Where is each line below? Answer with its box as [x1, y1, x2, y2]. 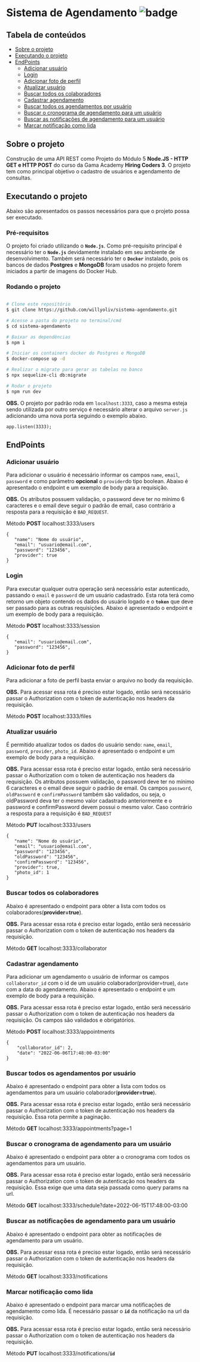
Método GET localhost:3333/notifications [6, 1272, 108, 1279]
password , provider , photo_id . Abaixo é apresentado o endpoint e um [6, 747, 175, 755]
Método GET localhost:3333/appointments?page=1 [6, 1125, 132, 1132]
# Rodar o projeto [6, 383, 52, 389]
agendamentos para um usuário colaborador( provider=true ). [6, 1089, 157, 1097]
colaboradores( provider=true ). [6, 909, 83, 916]
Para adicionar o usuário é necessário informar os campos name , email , [6, 471, 180, 478]
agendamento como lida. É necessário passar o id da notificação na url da [6, 1308, 190, 1315]
